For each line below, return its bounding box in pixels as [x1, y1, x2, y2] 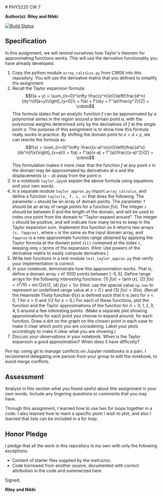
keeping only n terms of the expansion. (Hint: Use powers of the [12, 245, 141, 251]
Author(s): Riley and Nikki [5, 14, 58, 19]
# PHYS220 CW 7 [5, 4, 41, 10]
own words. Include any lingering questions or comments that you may [5, 391, 147, 397]
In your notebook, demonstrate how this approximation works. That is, [12, 265, 153, 272]
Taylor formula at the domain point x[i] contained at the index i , [12, 239, 142, 245]
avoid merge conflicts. [5, 359, 50, 365]
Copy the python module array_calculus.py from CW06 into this [12, 70, 142, 75]
